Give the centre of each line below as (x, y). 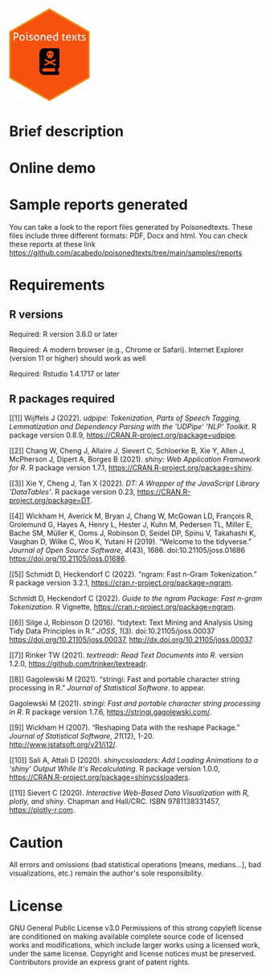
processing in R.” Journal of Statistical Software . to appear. (107, 688)
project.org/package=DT (50, 501)
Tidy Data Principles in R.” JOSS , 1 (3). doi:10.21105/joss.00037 (112, 631)
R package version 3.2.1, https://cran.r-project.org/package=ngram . (121, 583)
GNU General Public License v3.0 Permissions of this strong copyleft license (136, 928)
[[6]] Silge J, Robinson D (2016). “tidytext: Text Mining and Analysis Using (131, 623)
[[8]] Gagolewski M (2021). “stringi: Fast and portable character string (125, 679)
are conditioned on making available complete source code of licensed (126, 936)
